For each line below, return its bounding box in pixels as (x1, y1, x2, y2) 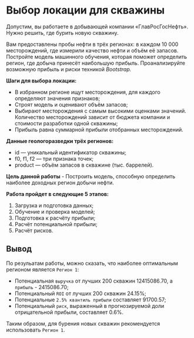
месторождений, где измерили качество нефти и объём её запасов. (6, 47, 179, 54)
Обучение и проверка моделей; (14, 208, 95, 215)
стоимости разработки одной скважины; (14, 120, 118, 127)
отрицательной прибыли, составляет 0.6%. (14, 309, 123, 316)
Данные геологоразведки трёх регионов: (6, 137, 113, 144)
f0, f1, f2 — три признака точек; (14, 155, 94, 162)
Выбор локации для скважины (6, 4, 165, 17)
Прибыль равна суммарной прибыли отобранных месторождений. (14, 126, 183, 133)
